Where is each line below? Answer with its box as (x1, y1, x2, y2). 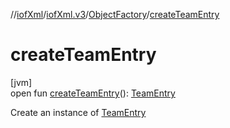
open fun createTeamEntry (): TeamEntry (10, 87, 176, 99)
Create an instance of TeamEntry (10, 106, 147, 118)
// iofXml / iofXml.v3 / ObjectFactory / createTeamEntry (10, 9, 220, 20)
